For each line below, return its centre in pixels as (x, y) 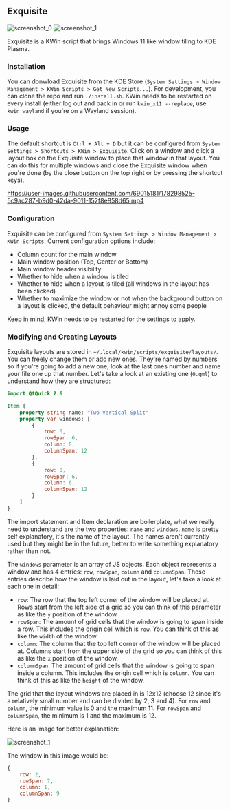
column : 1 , (35, 787)
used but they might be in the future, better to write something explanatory (113, 543)
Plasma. (18, 48)
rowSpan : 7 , (36, 781)
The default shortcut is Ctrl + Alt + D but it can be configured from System (114, 143)
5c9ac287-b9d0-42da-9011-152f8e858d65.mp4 (76, 201)
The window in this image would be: (58, 755)
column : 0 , (59, 445)
